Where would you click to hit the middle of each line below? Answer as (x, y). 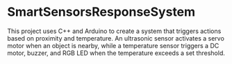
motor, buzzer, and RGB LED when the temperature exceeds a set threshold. (116, 53)
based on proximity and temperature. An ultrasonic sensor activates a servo (116, 38)
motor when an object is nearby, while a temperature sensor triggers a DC (113, 45)
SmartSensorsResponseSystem (101, 12)
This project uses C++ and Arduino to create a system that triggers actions (114, 31)
